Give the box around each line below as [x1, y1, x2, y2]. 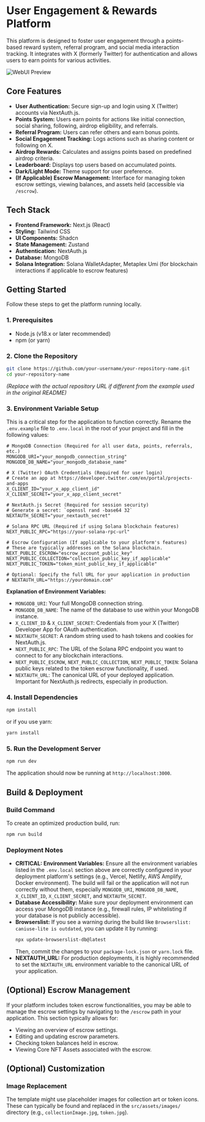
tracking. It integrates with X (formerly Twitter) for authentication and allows [6, 50, 198, 57]
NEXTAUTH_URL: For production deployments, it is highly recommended [15, 954, 199, 961]
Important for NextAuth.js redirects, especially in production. [15, 678, 168, 685]
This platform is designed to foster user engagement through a [6, 37, 165, 44]
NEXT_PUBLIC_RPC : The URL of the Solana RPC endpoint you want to [15, 645, 184, 653]
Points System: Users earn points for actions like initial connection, [15, 115, 185, 123]
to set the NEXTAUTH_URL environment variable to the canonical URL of [15, 960, 189, 968]
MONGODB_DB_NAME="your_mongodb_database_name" [6, 459, 127, 466]
